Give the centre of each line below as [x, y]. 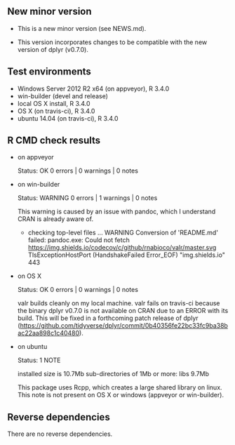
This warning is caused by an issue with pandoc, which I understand [116, 212]
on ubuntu [32, 347]
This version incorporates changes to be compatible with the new [112, 42]
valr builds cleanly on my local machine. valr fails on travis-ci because [119, 303]
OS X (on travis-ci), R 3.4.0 [56, 111]
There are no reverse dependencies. [60, 434]
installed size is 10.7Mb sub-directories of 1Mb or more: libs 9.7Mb [113, 374]
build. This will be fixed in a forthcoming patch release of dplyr [108, 318]
